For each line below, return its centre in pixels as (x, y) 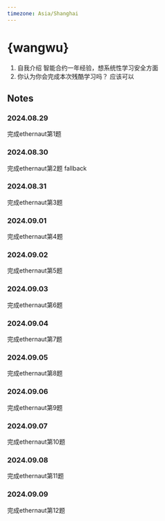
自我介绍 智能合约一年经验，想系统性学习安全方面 (88, 68)
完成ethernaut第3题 (35, 202)
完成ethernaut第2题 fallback (47, 168)
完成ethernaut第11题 (36, 476)
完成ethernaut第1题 (35, 134)
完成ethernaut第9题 (35, 407)
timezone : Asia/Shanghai (43, 13)
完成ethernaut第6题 (35, 305)
